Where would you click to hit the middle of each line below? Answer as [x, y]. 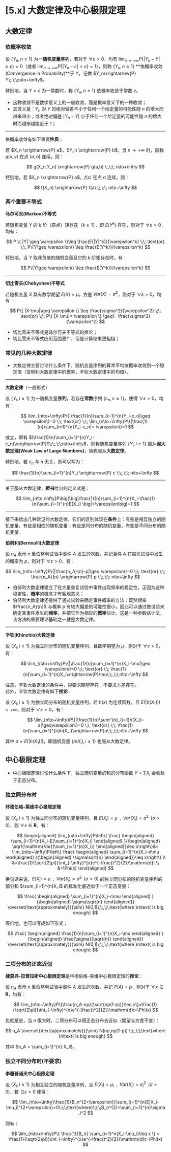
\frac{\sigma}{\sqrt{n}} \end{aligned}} [103, 939]
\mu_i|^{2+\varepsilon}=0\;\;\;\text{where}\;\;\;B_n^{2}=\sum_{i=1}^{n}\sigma [85, 1107]
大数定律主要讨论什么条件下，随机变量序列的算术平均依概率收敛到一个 [86, 365]
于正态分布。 [26, 780]
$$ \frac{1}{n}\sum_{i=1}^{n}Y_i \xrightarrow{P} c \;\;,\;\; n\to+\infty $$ [85, 473]
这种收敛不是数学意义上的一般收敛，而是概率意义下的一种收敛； [79, 102]
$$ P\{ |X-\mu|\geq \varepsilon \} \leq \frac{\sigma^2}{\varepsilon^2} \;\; [85, 311]
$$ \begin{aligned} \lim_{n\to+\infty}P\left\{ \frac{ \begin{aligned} [85, 835]
